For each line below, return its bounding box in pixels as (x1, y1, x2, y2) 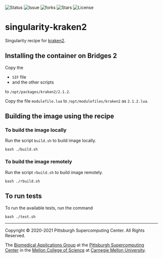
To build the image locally (5, 127, 67, 134)
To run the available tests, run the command (5, 205, 93, 211)
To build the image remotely (5, 158, 72, 165)
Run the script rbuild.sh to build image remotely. (5, 169, 103, 175)
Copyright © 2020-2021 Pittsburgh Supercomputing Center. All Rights (5, 227, 145, 233)
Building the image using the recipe (5, 112, 114, 120)
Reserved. (5, 232, 26, 238)
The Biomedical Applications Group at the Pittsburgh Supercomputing (5, 242, 145, 248)
